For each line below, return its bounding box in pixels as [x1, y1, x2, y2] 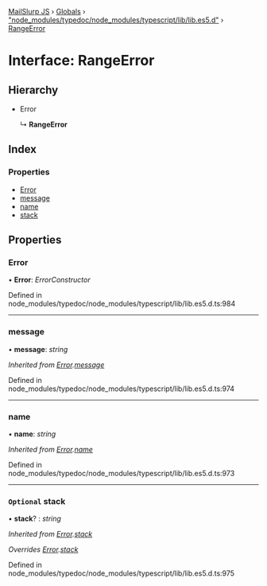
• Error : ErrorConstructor [8, 275, 91, 285]
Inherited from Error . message [8, 360, 105, 369]
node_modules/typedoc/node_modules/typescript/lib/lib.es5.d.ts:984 [8, 299, 236, 309]
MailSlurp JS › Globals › [8, 7, 86, 16]
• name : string [8, 429, 56, 439]
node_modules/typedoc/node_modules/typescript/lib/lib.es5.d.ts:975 [8, 568, 235, 578]
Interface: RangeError [8, 52, 155, 70]
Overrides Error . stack [8, 545, 79, 554]
